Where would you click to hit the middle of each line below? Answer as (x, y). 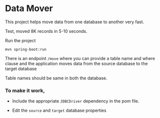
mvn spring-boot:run (26, 49)
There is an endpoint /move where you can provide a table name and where (80, 58)
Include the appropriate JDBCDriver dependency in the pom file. (76, 101)
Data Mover (29, 8)
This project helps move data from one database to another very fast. (75, 22)
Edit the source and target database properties (59, 111)
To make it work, (25, 90)
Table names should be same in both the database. (56, 78)
